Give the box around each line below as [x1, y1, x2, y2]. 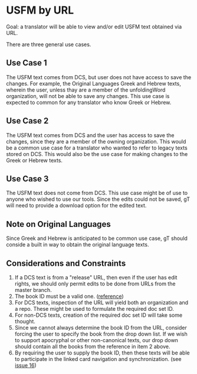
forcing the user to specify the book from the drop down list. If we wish [14, 330, 188, 337]
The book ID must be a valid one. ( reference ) [14, 293, 124, 300]
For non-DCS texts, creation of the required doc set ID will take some [14, 311, 183, 318]
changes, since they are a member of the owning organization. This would [6, 138, 186, 145]
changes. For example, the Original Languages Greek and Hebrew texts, [6, 80, 181, 87]
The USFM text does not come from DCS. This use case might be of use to [6, 190, 188, 197]
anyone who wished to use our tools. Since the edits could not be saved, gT [6, 196, 191, 203]
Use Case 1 [6, 58, 47, 68]
